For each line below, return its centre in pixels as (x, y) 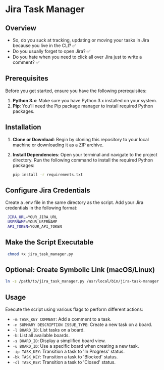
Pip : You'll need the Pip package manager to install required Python (83, 106)
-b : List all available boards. (41, 336)
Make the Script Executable (49, 242)
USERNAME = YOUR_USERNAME (32, 222)
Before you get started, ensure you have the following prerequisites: (76, 91)
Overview (21, 28)
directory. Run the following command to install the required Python (83, 160)
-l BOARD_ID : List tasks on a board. (48, 330)
